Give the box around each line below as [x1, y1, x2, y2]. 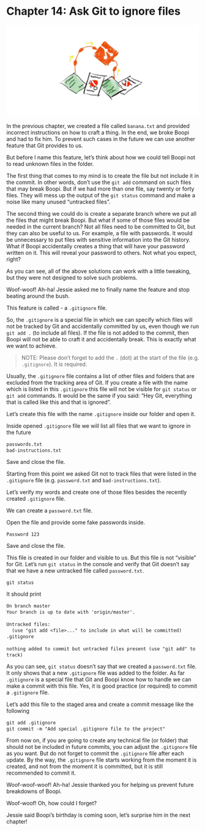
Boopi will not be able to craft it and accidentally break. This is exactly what [6, 336, 196, 343]
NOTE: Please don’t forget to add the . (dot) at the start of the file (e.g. [21, 354, 199, 362]
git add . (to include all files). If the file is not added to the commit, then [6, 329, 189, 336]
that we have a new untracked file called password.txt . [6, 567, 144, 574]
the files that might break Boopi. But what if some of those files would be [6, 216, 190, 224]
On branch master [6, 603, 51, 609]
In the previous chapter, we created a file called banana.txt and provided [6, 123, 190, 130]
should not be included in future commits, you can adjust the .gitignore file [6, 743, 198, 751]
